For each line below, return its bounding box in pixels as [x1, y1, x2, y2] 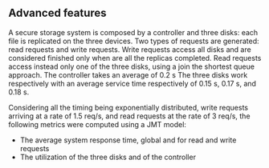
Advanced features [8, 6, 107, 20]
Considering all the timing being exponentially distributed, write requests [8, 102, 249, 112]
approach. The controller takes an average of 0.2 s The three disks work [8, 70, 248, 79]
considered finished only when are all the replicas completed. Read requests [8, 53, 262, 62]
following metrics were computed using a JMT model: [8, 119, 187, 129]
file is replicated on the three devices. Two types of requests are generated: [8, 36, 259, 46]
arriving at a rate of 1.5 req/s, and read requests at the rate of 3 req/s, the [8, 111, 251, 121]
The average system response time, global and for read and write [19, 135, 237, 145]
